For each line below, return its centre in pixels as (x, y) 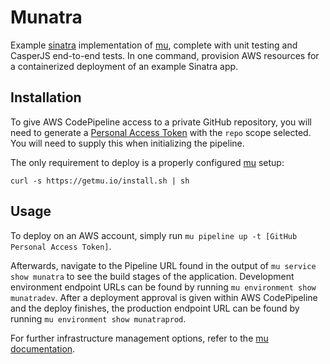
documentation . (43, 348)
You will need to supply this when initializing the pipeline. (127, 143)
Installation (46, 97)
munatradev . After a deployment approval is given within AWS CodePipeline (164, 297)
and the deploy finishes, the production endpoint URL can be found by (155, 308)
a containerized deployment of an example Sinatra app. (124, 66)
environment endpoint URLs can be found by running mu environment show (163, 287)
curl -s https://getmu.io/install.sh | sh (100, 181)
